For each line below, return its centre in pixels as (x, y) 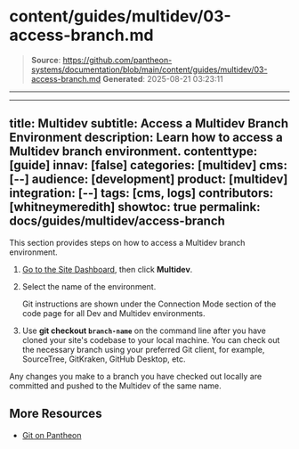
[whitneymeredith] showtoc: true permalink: (135, 207)
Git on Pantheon (52, 435)
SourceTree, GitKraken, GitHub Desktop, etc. (104, 359)
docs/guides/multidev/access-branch (117, 221)
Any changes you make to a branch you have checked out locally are (136, 376)
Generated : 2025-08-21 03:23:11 (163, 78)
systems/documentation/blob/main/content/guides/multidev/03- (149, 69)
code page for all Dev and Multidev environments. (114, 313)
